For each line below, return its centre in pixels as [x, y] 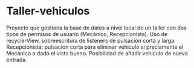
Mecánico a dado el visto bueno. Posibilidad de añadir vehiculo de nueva [97, 53]
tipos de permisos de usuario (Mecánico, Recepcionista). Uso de [87, 34]
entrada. [17, 60]
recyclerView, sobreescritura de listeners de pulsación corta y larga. [91, 40]
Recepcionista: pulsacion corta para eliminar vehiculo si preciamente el [95, 47]
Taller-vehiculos [48, 11]
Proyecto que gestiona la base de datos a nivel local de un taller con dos [97, 28]
